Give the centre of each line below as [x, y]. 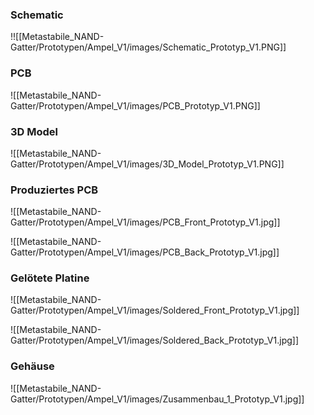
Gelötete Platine [50, 278]
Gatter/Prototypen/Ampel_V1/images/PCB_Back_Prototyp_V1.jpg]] [145, 252]
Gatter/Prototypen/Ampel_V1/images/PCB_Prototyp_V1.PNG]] [135, 105]
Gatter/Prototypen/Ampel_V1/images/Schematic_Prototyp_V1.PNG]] [148, 47]
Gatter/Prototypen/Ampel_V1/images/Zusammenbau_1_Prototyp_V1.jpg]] [157, 399]
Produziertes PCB [54, 190]
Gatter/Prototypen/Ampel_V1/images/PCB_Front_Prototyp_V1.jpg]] [145, 222]
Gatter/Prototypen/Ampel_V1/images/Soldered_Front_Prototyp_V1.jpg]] [155, 310]
